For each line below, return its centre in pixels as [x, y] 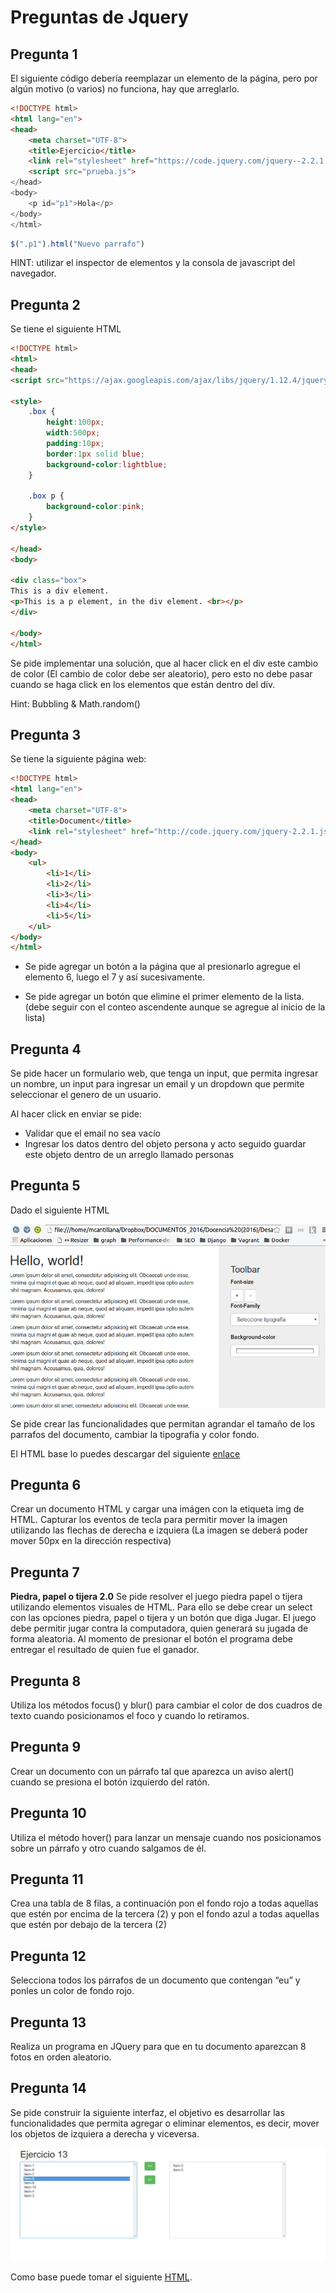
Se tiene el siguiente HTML [66, 329]
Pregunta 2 [45, 304]
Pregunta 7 [45, 1572]
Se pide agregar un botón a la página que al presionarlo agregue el [162, 967]
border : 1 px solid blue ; [95, 454]
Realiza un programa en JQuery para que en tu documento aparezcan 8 [158, 2047]
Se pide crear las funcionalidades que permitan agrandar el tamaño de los [163, 1423]
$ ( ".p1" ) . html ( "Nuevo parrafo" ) [77, 244]
